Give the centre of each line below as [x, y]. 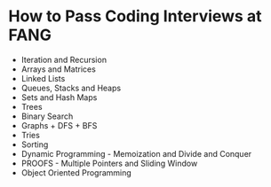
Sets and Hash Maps [59, 97]
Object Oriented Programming [76, 172]
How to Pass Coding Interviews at [135, 16]
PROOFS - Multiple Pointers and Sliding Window [109, 163]
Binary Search [47, 116]
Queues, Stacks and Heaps [71, 88]
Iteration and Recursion [64, 59]
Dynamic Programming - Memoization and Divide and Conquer [136, 153]
